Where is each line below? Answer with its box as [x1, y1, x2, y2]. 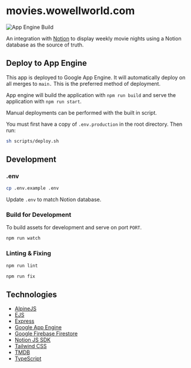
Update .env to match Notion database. [6, 196, 102, 203]
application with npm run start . [6, 98, 82, 105]
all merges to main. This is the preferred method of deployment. [6, 80, 160, 87]
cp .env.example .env [6, 185, 59, 192]
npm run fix [6, 273, 35, 279]
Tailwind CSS [14, 343, 47, 350]
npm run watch [6, 235, 41, 242]
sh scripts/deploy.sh [6, 138, 59, 144]
